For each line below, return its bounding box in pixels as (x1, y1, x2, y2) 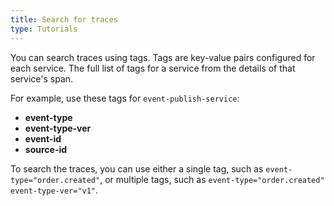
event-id (24, 132, 62, 145)
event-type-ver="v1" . (10, 184, 99, 196)
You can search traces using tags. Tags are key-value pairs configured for (10, 51, 316, 63)
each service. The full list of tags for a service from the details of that (10, 62, 296, 74)
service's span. (10, 72, 74, 85)
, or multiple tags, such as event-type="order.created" (99, 173, 325, 185)
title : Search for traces (10, 14, 118, 25)
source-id (24, 143, 68, 155)
